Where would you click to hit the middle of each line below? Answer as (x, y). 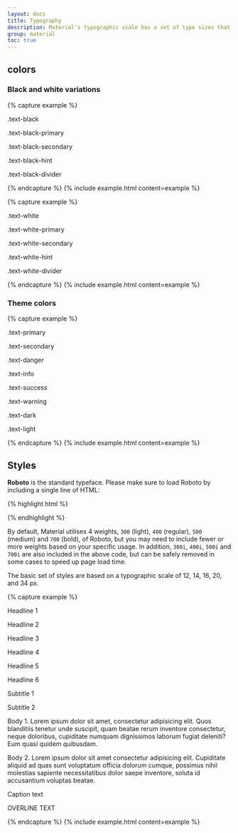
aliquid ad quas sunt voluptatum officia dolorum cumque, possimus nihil (113, 765)
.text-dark (22, 415)
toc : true (22, 41)
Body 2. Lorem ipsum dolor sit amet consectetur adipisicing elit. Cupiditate (117, 757)
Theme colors (32, 303)
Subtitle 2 (21, 707)
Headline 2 (23, 624)
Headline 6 (23, 679)
